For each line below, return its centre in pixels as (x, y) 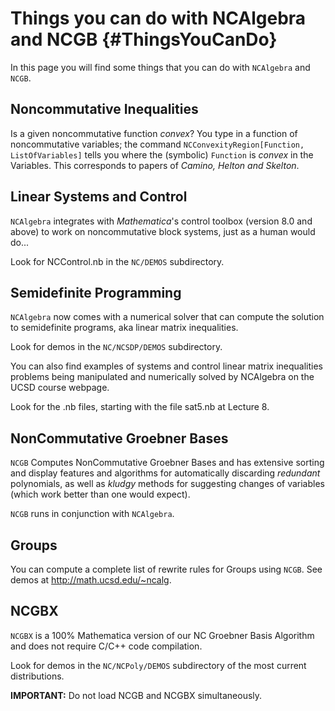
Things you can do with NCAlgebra (158, 18)
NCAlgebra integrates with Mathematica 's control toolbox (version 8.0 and (161, 221)
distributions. (37, 676)
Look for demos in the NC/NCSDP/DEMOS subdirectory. (116, 347)
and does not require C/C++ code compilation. (106, 646)
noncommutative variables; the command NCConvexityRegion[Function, (157, 144)
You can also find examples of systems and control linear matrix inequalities (166, 366)
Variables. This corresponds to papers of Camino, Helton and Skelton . (155, 165)
